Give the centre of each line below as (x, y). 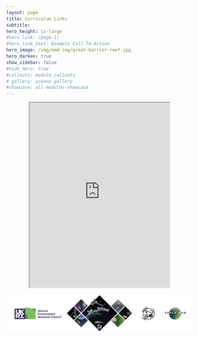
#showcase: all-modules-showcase (47, 88)
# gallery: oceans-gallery (39, 81)
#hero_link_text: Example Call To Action (58, 44)
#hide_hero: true (28, 69)
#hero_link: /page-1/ (33, 38)
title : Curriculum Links (37, 19)
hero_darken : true (29, 56)
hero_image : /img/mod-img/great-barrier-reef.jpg (69, 50)
